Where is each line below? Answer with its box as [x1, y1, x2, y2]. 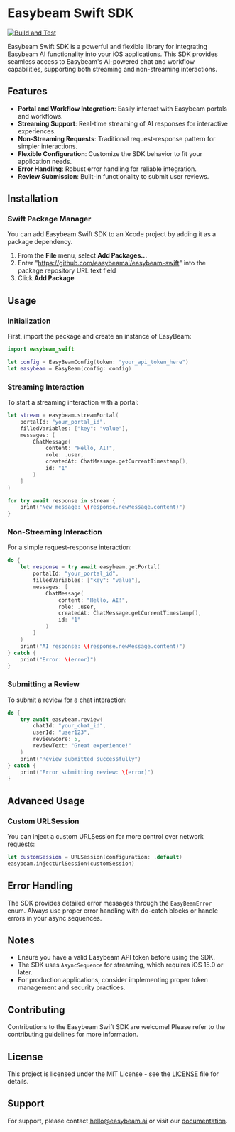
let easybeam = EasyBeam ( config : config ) [7, 365, 132, 372]
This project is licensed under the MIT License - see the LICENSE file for [7, 1070, 219, 1078]
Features [7, 85, 48, 97]
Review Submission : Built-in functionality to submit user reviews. [17, 172, 209, 180]
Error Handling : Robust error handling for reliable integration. [17, 165, 197, 173]
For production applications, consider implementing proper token [17, 976, 208, 984]
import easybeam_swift [7, 346, 75, 353]
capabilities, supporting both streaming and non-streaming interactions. [7, 65, 218, 73]
